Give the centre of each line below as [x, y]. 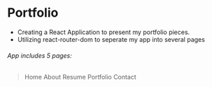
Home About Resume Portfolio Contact [80, 77]
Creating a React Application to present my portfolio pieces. [104, 32]
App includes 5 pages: [40, 55]
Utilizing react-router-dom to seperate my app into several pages [111, 39]
